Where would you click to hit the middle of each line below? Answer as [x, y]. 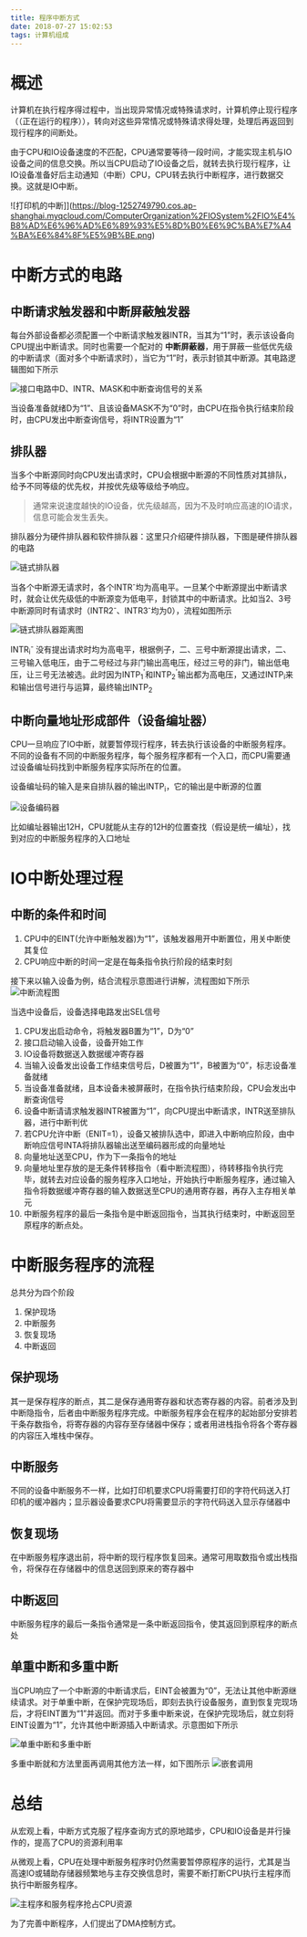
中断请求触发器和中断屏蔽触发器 [100, 311]
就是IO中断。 [58, 186]
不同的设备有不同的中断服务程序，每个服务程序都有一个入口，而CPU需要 [147, 755]
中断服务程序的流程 [82, 1265]
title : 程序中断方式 [45, 18]
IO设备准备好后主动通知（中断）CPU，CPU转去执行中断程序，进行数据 [143, 175]
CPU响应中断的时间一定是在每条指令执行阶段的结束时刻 [128, 961]
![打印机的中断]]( [41, 205]
